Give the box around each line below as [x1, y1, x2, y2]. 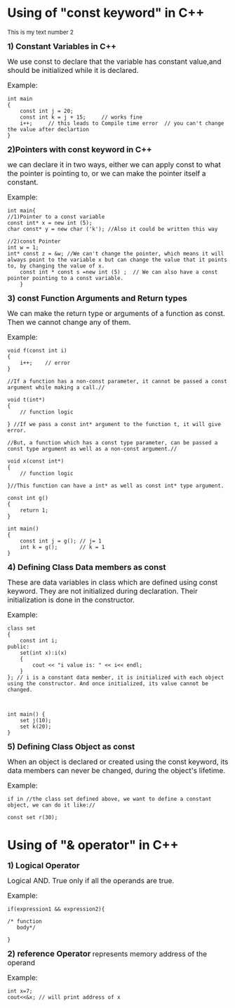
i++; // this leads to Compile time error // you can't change [20, 119, 224, 127]
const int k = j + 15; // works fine [20, 114, 142, 121]
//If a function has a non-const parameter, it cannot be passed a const [7, 378, 228, 385]
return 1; [20, 507, 49, 514]
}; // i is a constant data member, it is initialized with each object [7, 674, 224, 681]
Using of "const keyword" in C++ [7, 5, 205, 21]
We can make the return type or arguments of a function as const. [7, 308, 226, 318]
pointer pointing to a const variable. [7, 274, 124, 281]
